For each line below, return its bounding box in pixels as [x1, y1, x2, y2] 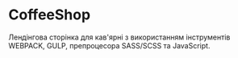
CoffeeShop [8, 6, 91, 24]
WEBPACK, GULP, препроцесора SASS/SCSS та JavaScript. [8, 40, 211, 50]
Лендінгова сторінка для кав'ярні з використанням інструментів [8, 32, 231, 42]
